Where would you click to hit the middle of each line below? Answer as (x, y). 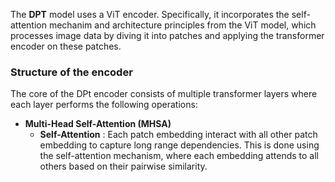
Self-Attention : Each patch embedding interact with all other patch (178, 135)
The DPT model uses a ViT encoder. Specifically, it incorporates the (150, 14)
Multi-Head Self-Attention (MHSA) (98, 124)
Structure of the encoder (71, 72)
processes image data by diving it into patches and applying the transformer (167, 35)
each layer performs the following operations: (104, 105)
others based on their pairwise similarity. (123, 166)
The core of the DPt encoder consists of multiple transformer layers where (164, 94)
